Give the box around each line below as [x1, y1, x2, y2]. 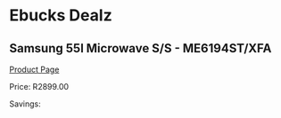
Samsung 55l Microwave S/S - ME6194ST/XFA [9, 41, 272, 56]
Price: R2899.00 [9, 82, 70, 91]
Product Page [9, 64, 60, 75]
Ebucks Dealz [9, 5, 113, 26]
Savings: [9, 98, 42, 109]
